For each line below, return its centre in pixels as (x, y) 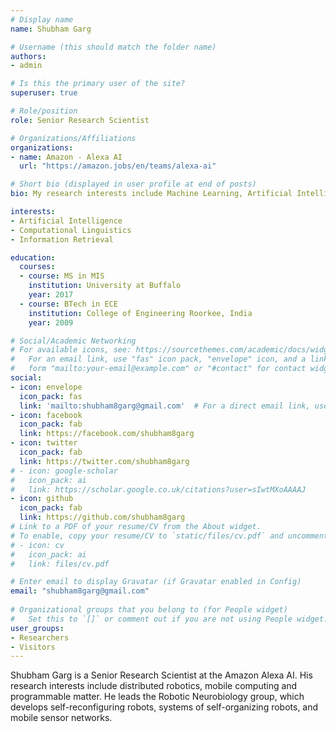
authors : (28, 56)
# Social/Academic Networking (73, 341)
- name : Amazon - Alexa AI (66, 157)
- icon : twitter (44, 443)
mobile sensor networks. (61, 718)
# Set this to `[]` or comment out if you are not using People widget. (169, 619)
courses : (37, 267)
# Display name (42, 19)
